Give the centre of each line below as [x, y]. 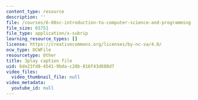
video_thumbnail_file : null [46, 77]
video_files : [22, 72]
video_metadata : [26, 83]
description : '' [26, 17]
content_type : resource [35, 11]
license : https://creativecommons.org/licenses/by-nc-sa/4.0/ [84, 45]
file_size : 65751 [27, 28]
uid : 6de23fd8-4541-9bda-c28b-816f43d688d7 [60, 66]
